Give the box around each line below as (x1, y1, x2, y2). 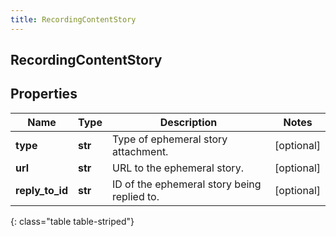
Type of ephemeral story (111, 132, 228, 146)
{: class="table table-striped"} (10, 215, 135, 227)
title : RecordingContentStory (10, 14, 137, 25)
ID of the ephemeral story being (111, 177, 262, 191)
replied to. (111, 189, 160, 203)
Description (159, 115, 218, 129)
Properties (10, 86, 78, 103)
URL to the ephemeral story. (111, 161, 244, 175)
